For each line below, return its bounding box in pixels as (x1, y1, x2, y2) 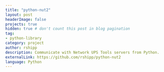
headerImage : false (5, 17, 47, 22)
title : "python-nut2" (5, 7, 51, 13)
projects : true (5, 21, 37, 27)
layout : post (5, 12, 33, 17)
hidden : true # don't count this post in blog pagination (5, 26, 130, 31)
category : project (5, 41, 44, 46)
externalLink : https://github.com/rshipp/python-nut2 (5, 54, 121, 60)
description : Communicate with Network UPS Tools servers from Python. (5, 50, 159, 55)
